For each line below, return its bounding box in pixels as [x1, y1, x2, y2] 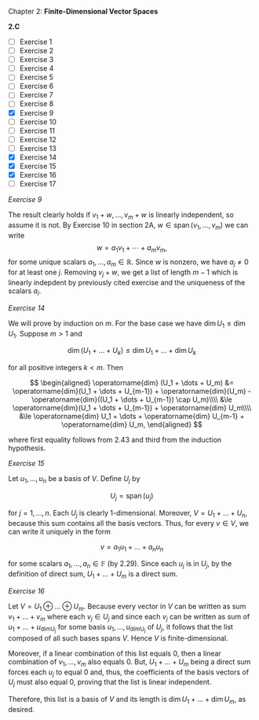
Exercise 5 [19, 72, 53, 82]
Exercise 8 [19, 99, 54, 108]
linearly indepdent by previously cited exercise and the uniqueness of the [8, 278, 246, 288]
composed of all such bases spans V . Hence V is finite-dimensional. [8, 633, 229, 643]
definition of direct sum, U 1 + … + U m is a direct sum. [8, 569, 178, 581]
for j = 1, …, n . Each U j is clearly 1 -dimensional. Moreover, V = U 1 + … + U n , [8, 508, 248, 520]
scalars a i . [8, 286, 42, 297]
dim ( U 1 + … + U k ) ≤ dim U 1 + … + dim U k [67, 346, 196, 357]
